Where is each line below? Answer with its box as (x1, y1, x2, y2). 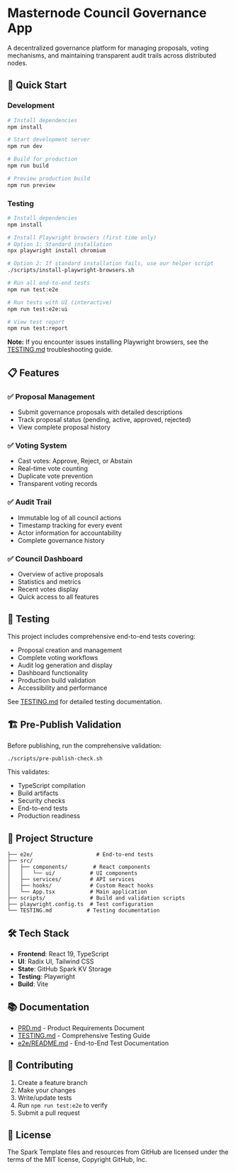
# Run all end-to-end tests (7, 279, 91, 287)
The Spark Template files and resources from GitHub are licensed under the (7, 1148, 229, 1156)
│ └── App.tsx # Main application (7, 888, 147, 896)
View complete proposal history (17, 423, 111, 431)
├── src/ (7, 858, 33, 865)
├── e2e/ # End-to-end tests (7, 851, 154, 858)
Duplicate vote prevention (17, 472, 94, 480)
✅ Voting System (7, 441, 67, 450)
